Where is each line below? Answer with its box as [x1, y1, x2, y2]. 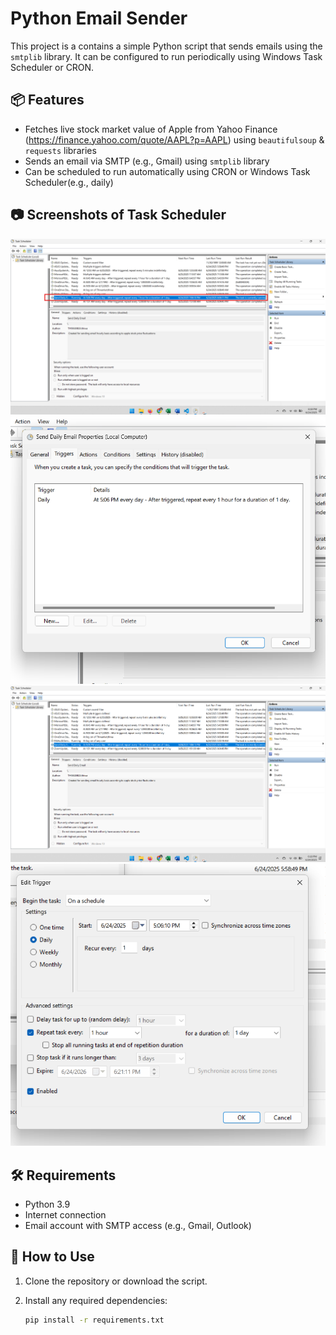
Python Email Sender [10, 7, 188, 30]
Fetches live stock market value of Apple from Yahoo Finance [24, 123, 278, 135]
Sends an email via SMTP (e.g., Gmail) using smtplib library [24, 155, 270, 167]
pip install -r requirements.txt [24, 1315, 165, 1325]
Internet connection [24, 1208, 107, 1221]
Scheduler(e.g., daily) [24, 176, 114, 188]
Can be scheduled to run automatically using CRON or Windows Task [24, 165, 311, 177]
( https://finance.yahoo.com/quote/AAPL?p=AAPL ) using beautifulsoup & [24, 133, 325, 146]
